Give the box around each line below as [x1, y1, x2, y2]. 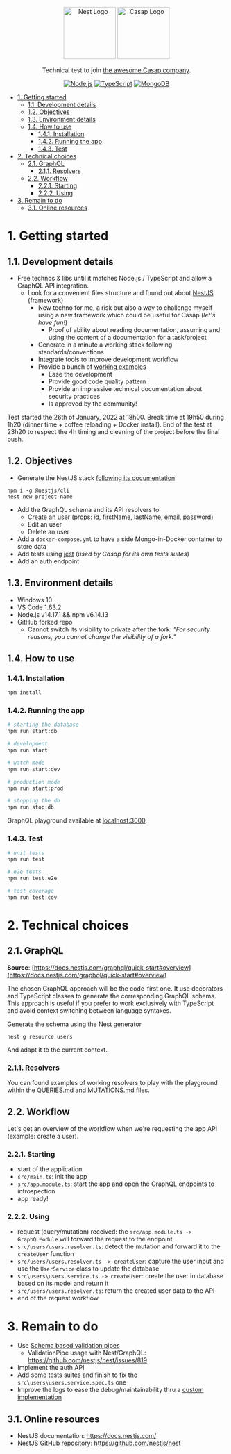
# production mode [7, 778, 60, 785]
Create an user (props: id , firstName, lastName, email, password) [27, 513, 214, 521]
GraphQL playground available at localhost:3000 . [7, 816, 148, 825]
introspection [17, 1187, 55, 1196]
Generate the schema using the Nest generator [7, 1020, 142, 1028]
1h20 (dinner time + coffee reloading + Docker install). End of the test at [7, 420, 212, 429]
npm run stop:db [7, 804, 54, 811]
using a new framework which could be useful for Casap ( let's [37, 311, 216, 319]
